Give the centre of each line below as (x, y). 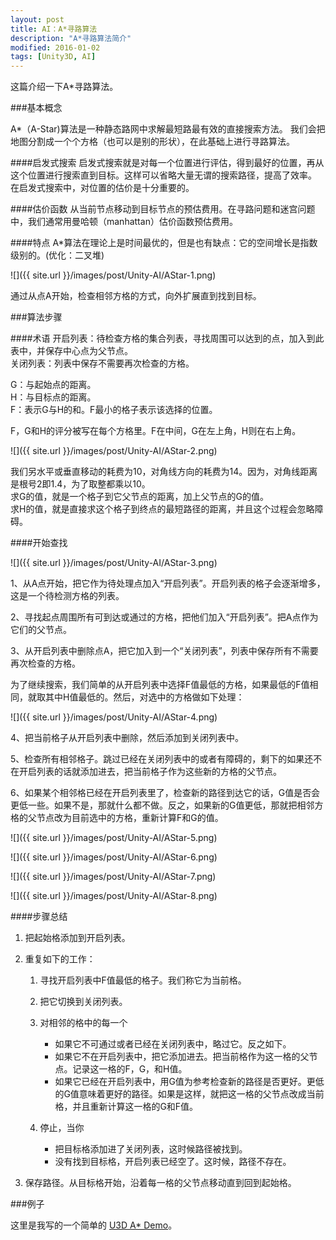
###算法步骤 (36, 317)
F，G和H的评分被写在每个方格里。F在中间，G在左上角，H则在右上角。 (156, 431)
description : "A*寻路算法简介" (71, 38)
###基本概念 (36, 108)
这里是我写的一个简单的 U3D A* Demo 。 (94, 1225)
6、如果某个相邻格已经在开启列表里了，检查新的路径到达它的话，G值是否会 (165, 793)
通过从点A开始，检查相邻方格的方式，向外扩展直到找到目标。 (136, 296)
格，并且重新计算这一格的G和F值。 (126, 1107)
